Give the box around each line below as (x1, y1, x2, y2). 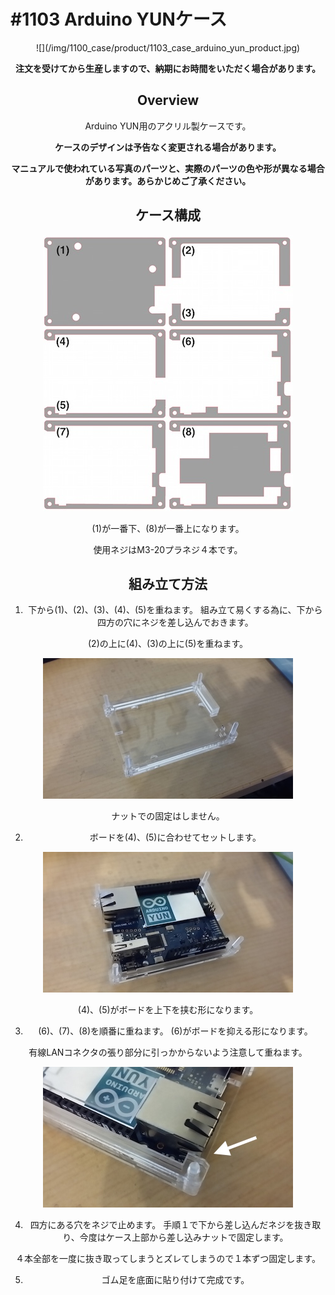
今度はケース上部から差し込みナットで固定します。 (79, 1231, 289, 1244)
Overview (136, 92, 200, 109)
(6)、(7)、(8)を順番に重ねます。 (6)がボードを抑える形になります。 (38, 1025, 313, 1037)
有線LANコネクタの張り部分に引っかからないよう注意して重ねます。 (28, 1046, 308, 1059)
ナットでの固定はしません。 (111, 810, 225, 822)
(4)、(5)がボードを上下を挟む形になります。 (77, 1004, 259, 1016)
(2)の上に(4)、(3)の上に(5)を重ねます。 (88, 638, 248, 650)
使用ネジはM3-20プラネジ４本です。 (93, 543, 243, 555)
